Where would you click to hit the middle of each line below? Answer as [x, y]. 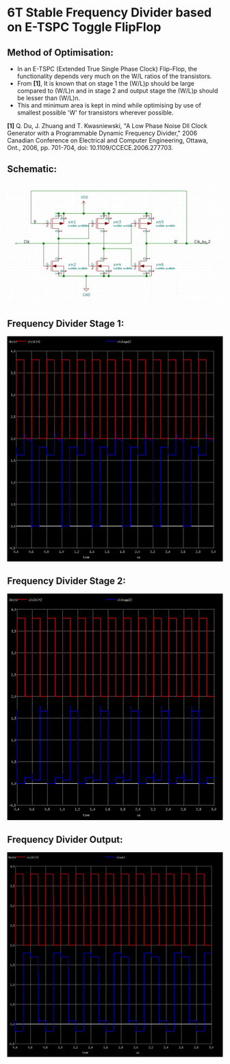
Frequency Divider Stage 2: [67, 581]
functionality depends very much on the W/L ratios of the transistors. [114, 76]
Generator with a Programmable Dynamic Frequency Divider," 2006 [102, 133]
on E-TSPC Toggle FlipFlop [84, 27]
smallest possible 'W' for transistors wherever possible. [95, 112]
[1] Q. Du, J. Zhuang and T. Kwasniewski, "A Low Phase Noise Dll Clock [107, 126]
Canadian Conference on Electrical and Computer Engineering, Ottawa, [108, 140]
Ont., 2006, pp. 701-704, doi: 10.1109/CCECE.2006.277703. [90, 148]
